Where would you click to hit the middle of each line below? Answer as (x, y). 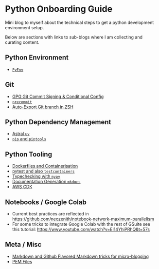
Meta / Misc (23, 245)
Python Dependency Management (58, 122)
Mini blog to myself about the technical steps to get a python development (79, 22)
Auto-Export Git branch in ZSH (43, 107)
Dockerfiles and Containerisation (45, 166)
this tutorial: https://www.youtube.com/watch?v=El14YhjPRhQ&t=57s (81, 229)
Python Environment (37, 58)
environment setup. (25, 27)
